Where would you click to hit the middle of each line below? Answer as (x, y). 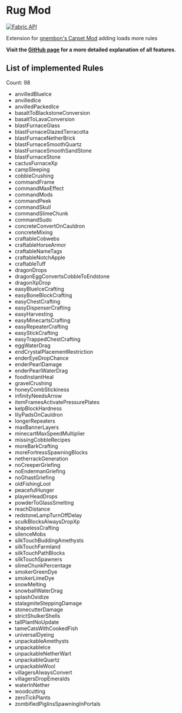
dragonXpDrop (33, 282)
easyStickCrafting (36, 333)
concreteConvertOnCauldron (50, 226)
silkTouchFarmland (37, 546)
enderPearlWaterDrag (41, 370)
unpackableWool (35, 666)
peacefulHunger (34, 490)
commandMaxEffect (39, 188)
